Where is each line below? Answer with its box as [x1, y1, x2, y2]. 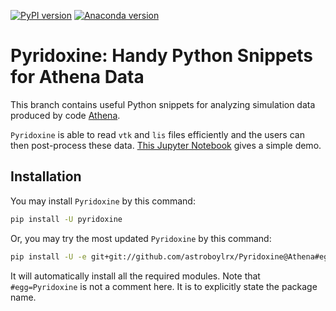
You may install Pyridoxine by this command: [10, 195, 196, 207]
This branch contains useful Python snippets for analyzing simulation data [10, 98, 316, 110]
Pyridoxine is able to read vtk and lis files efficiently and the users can [10, 128, 305, 140]
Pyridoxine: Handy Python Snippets [10, 45, 313, 67]
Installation [10, 168, 82, 185]
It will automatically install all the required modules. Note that [10, 270, 261, 282]
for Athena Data [10, 66, 145, 89]
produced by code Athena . [10, 109, 121, 121]
